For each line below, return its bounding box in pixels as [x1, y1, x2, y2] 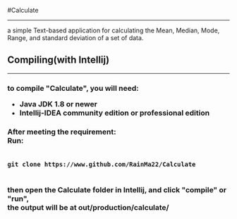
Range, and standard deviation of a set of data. [7, 34, 144, 42]
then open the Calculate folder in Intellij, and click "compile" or [7, 185, 227, 195]
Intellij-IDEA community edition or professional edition [19, 108, 210, 118]
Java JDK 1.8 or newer [19, 99, 97, 109]
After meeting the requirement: [7, 127, 116, 137]
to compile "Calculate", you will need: [7, 83, 139, 93]
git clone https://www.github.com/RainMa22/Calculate [7, 161, 196, 168]
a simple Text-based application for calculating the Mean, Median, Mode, [7, 26, 220, 35]
